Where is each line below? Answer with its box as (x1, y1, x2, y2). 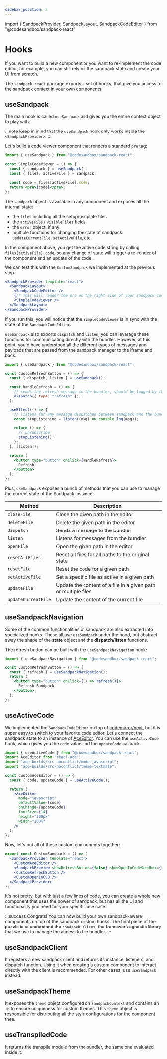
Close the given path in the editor (56, 511, 133, 518)
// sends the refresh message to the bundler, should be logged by (14, 389, 157, 394)
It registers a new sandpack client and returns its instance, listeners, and (5, 957, 154, 963)
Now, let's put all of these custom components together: (5, 842, 120, 848)
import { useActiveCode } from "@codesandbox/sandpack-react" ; (5, 750, 139, 755)
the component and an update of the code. (5, 255, 93, 261)
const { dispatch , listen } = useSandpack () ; (9, 376, 106, 381)
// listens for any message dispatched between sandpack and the (14, 412, 153, 417)
